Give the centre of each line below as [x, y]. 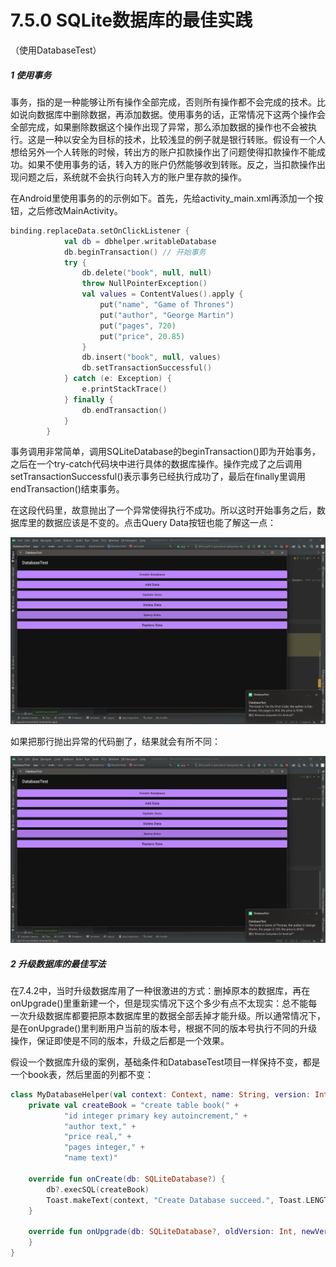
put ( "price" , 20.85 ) [142, 336]
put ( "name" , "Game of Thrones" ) [167, 305]
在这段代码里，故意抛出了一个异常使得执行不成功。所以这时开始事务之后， [163, 510]
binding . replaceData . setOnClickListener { [100, 231]
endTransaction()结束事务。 [67, 489]
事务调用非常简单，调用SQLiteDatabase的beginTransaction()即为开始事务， [165, 452]
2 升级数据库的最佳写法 [58, 963]
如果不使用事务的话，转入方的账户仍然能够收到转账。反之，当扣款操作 [172, 164]
